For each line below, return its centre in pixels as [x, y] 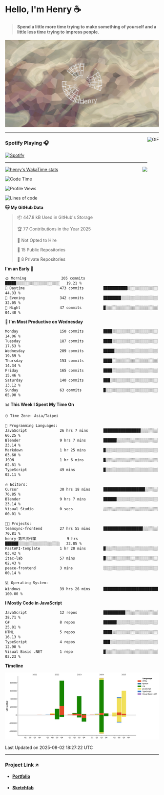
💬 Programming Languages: [31, 426]
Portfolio [21, 776]
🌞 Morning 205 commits [45, 278]
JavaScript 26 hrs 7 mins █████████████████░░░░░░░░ [82, 431]
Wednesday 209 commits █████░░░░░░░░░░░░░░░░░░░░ [82, 351]
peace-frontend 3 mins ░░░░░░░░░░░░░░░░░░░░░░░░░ [82, 568]
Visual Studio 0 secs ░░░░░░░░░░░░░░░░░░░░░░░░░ [82, 509]
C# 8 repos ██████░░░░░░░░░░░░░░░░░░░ [82, 622]
